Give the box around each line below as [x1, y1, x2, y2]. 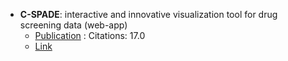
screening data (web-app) [19, 19, 128, 31]
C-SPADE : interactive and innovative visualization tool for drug [19, 9, 278, 20]
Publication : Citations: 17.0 [34, 30, 146, 41]
